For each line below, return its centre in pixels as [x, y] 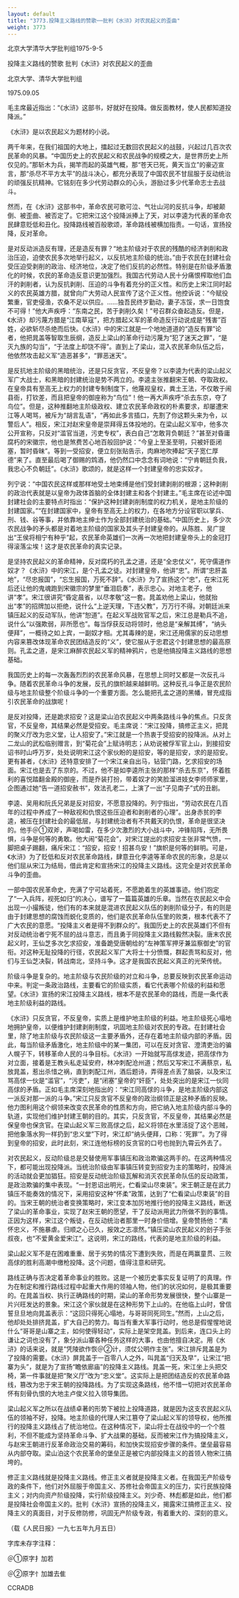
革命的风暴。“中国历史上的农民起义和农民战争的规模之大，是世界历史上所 [121, 156]
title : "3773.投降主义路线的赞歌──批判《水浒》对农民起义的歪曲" [94, 21]
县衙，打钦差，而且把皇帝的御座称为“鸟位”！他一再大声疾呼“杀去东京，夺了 [117, 397]
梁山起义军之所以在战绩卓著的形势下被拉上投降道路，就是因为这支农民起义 [116, 1409]
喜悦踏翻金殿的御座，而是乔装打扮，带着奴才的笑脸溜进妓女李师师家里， [126, 779]
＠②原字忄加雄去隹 [37, 1574]
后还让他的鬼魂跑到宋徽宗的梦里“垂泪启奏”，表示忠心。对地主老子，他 [110, 589]
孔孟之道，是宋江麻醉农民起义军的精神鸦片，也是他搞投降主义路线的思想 [126, 651]
